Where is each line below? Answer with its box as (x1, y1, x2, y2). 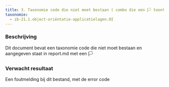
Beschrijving (5, 33, 37, 40)
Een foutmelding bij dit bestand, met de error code (5, 76, 110, 82)
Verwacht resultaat (5, 65, 53, 72)
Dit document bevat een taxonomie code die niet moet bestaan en (5, 45, 142, 51)
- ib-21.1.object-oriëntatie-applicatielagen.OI (10, 17, 114, 22)
